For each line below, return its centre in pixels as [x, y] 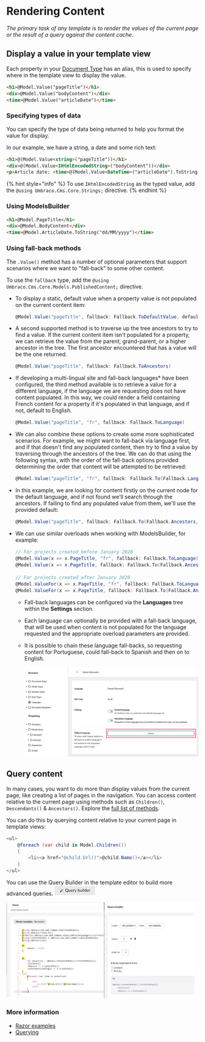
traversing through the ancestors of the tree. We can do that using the [103, 454]
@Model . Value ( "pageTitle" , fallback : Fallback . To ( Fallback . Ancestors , [107, 522]
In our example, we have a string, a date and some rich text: [81, 147]
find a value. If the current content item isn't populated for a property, [103, 335]
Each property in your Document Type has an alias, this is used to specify [99, 68]
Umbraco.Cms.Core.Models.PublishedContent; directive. [75, 286]
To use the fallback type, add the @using [58, 280]
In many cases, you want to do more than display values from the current [98, 789]
